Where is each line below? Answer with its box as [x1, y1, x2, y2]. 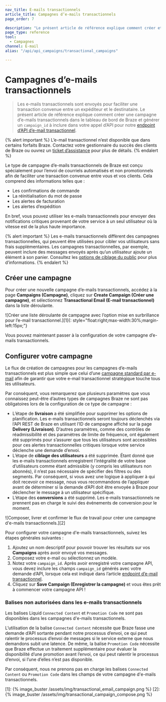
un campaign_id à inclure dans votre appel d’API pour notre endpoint [17, 122, 156, 128]
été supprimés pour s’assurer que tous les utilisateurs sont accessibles [12, 437, 157, 443]
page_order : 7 [5, 16, 35, 21]
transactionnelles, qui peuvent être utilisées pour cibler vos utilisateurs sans [5, 238, 160, 244]
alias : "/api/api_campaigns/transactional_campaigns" [5, 48, 119, 53]
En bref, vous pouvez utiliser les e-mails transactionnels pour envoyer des [5, 213, 156, 219]
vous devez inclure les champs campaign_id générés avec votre [12, 565, 142, 572]
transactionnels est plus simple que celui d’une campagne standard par [5, 370, 151, 376]
